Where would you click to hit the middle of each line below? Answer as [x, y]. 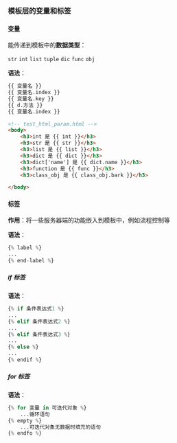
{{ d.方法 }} [25, 105]
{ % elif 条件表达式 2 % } [39, 321]
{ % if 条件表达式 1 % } [36, 309]
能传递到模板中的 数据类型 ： [47, 45]
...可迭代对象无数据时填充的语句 [61, 427]
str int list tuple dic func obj [51, 60]
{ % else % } [23, 347]
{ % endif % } [25, 360]
